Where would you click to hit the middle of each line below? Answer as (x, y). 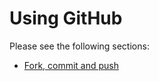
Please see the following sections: (79, 46)
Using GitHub (66, 18)
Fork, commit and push (71, 65)
